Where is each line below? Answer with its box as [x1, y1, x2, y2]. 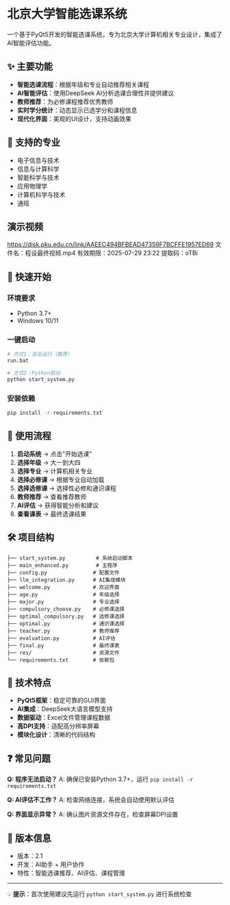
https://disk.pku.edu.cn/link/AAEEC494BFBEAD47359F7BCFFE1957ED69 [7, 241, 214, 249]
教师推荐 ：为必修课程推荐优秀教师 [16, 97, 114, 106]
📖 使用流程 [7, 430, 51, 442]
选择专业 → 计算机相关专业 [16, 467, 93, 475]
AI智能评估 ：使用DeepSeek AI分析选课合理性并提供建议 [16, 88, 175, 97]
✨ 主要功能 [7, 61, 53, 73]
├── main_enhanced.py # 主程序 [7, 562, 118, 569]
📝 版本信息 [7, 832, 51, 844]
